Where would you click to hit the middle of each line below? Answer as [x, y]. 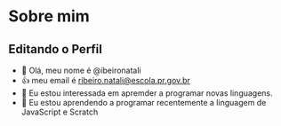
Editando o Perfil [56, 49]
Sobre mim [49, 16]
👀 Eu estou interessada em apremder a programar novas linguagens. [147, 93]
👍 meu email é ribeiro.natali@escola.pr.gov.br [105, 80]
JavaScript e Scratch [60, 112]
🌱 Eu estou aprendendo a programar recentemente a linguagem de [144, 102]
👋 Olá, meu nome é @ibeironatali [81, 70]
